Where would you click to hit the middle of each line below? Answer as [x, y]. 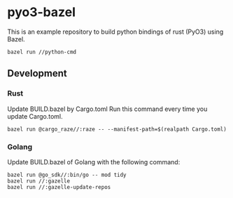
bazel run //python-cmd [42, 52]
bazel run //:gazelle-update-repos [59, 187]
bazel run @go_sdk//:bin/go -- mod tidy [67, 175]
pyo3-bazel [41, 12]
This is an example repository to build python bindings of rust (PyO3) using [115, 32]
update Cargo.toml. [35, 116]
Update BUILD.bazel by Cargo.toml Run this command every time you [107, 109]
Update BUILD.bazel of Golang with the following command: [94, 161]
